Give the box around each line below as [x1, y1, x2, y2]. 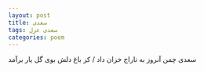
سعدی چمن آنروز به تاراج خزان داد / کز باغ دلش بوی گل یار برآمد [8, 55, 197, 64]
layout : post [8, 11, 51, 20]
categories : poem [8, 33, 65, 41]
